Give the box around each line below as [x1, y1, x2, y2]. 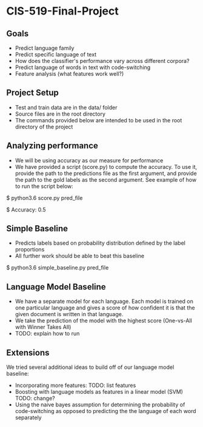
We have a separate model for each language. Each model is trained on [15, 298, 194, 305]
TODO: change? [15, 395, 56, 402]
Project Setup [6, 88, 59, 98]
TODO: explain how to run [15, 330, 80, 337]
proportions [15, 246, 45, 253]
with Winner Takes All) [15, 323, 72, 331]
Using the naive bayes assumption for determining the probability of [15, 401, 185, 408]
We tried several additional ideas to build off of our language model [6, 363, 175, 371]
